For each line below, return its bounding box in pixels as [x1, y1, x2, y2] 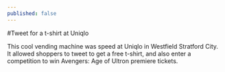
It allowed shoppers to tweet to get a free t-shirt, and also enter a [7, 49, 191, 58]
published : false [7, 10, 57, 17]
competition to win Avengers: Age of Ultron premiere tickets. [7, 56, 178, 65]
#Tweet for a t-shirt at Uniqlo [7, 29, 89, 37]
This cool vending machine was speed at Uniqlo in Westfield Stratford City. [7, 42, 218, 50]
